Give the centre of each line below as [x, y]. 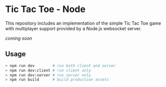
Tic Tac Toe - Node [45, 9]
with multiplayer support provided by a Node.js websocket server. [73, 28]
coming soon [19, 38]
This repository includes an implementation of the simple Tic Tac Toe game [83, 23]
